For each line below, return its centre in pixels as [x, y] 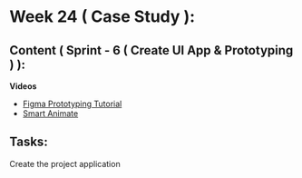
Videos [23, 86]
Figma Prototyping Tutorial [72, 104]
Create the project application [65, 163]
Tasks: [29, 142]
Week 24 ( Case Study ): [102, 17]
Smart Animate [50, 114]
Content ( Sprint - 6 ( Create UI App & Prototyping [151, 50]
